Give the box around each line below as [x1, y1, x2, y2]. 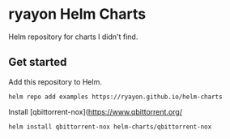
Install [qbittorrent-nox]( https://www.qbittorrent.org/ [8, 106, 182, 116]
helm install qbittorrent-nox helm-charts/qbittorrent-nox [8, 123, 212, 131]
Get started [8, 55, 67, 69]
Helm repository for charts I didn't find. [8, 32, 138, 41]
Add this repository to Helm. [8, 76, 103, 86]
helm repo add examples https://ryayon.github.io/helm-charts [8, 93, 223, 101]
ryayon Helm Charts [8, 5, 147, 24]
